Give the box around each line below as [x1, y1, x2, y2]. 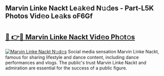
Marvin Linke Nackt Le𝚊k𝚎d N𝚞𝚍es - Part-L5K [5, 4, 154, 13]
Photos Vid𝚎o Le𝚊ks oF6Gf [5, 12, 93, 21]
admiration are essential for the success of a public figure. [5, 65, 127, 71]
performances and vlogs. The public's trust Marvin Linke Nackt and [5, 60, 146, 65]
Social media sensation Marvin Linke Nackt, [68, 49, 159, 54]
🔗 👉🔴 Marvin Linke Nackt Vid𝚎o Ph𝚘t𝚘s [5, 33, 136, 41]
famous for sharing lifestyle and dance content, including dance [5, 54, 139, 60]
